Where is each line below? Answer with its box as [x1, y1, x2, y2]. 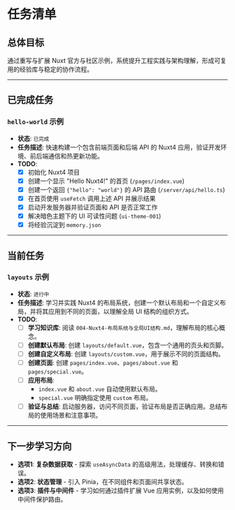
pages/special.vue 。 [27, 367, 88, 375]
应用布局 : [27, 376, 55, 385]
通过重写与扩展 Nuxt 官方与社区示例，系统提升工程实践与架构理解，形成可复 [7, 57, 227, 64]
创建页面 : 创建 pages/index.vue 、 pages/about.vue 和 [27, 359, 178, 366]
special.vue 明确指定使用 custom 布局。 [38, 394, 152, 402]
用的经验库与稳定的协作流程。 [7, 65, 93, 74]
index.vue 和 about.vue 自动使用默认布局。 [38, 385, 162, 393]
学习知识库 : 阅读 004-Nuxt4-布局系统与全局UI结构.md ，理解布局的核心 [27, 323, 219, 331]
